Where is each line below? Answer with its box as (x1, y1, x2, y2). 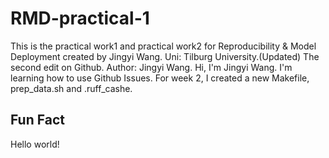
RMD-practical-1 (10, 7, 150, 30)
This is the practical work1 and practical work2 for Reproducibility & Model (10, 40, 317, 52)
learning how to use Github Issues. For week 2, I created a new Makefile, (10, 72, 310, 84)
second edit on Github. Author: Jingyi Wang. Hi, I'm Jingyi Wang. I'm (10, 61, 293, 73)
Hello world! (10, 138, 60, 150)
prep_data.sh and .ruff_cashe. (10, 82, 133, 94)
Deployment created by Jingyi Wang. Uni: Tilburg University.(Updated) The (10, 50, 320, 62)
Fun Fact (10, 112, 65, 129)
